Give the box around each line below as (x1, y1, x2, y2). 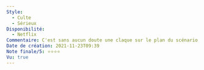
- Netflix (12, 32, 37, 38)
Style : (6, 9, 23, 15)
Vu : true (6, 54, 29, 60)
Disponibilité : (6, 26, 45, 32)
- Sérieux (12, 20, 37, 26)
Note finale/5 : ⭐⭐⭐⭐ (6, 49, 60, 55)
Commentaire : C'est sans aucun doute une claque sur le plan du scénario (6, 37, 199, 43)
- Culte (12, 15, 32, 21)
